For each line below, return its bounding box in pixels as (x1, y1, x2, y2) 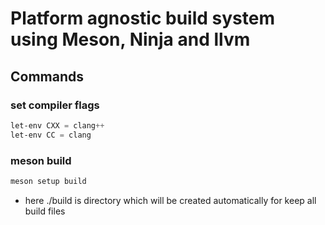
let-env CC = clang (10, 130, 92, 140)
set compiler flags (10, 98, 100, 112)
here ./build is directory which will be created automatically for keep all (24, 194, 317, 206)
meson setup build (10, 176, 87, 186)
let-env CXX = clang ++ (10, 120, 105, 131)
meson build (10, 153, 72, 167)
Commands (10, 68, 85, 85)
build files (24, 205, 66, 217)
